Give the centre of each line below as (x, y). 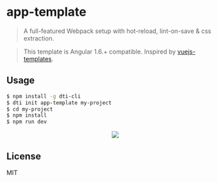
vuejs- (187, 52)
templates (38, 58)
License (24, 156)
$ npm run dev (27, 122)
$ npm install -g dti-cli (43, 96)
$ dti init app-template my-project (59, 103)
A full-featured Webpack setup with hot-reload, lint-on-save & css (117, 31)
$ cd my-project (30, 109)
